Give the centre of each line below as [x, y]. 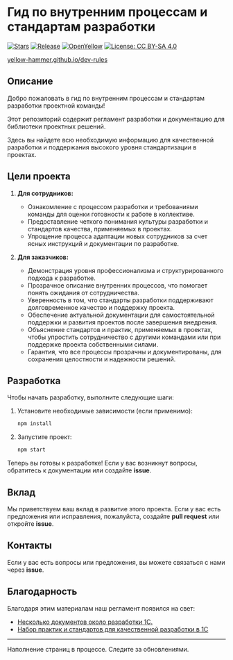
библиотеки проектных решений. [57, 126]
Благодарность [42, 592]
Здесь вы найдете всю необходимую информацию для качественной [111, 140]
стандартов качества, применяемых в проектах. [100, 229]
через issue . [26, 570]
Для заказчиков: [43, 257]
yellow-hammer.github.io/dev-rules [58, 59]
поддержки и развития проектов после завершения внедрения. [122, 322]
